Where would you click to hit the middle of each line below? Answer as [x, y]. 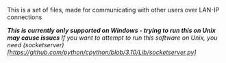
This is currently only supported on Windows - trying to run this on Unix [111, 30]
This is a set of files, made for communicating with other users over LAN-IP [113, 10]
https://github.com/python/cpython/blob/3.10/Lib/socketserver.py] [103, 52]
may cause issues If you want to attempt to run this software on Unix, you [112, 38]
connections [25, 17]
